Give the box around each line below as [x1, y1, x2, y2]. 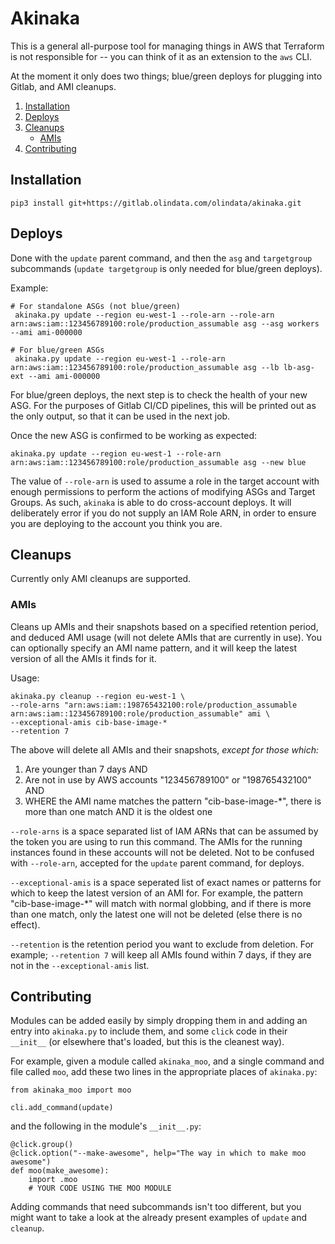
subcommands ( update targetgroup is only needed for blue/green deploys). [10, 262, 323, 274]
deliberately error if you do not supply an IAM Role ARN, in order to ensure [10, 507, 317, 519]
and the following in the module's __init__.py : [10, 1120, 202, 1132]
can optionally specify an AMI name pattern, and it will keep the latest [10, 642, 297, 654]
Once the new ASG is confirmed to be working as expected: [10, 429, 258, 441]
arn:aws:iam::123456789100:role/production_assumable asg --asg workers [10, 318, 320, 329]
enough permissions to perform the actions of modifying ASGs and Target [10, 485, 316, 497]
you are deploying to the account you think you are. [10, 517, 223, 529]
